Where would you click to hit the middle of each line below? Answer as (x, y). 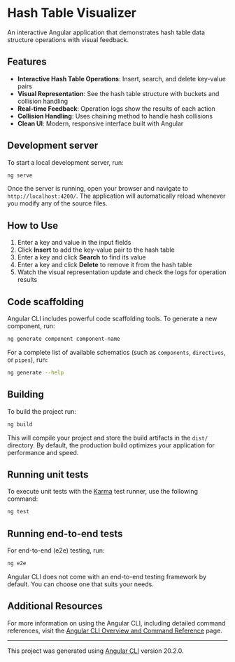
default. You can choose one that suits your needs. (80, 584)
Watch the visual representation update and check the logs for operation (122, 272)
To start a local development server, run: (65, 162)
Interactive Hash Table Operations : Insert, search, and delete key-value (121, 79)
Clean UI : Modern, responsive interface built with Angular (100, 123)
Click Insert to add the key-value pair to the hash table (96, 250)
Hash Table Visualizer (72, 13)
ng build (20, 424)
